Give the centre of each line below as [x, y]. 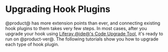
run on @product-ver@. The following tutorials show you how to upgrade [82, 39]
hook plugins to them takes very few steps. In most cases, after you [76, 28]
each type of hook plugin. [32, 44]
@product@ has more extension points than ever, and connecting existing [83, 23]
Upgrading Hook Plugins [58, 9]
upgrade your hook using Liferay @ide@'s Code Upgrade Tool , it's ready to [84, 33]
